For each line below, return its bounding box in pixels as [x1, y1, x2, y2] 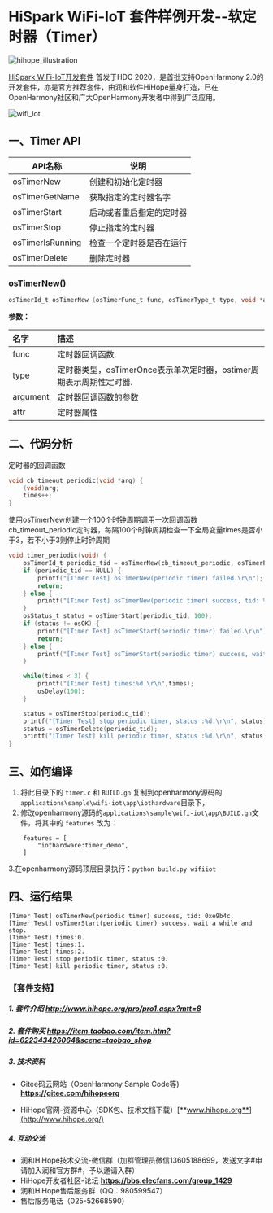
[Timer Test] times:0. [8, 933, 85, 941]
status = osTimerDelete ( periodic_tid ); [23, 725, 158, 733]
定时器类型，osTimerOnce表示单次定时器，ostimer [57, 364, 252, 375]
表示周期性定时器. [65, 376, 133, 388]
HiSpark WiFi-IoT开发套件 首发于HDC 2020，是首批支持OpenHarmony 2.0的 [8, 72, 264, 81]
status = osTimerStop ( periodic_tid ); [23, 709, 151, 717]
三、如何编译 [8, 764, 73, 778]
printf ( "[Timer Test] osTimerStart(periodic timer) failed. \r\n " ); [37, 627, 271, 635]
